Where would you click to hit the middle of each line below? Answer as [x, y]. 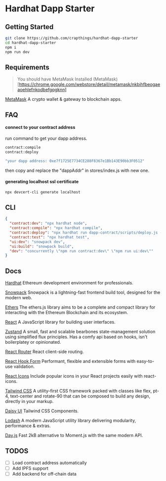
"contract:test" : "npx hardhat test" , [50, 237]
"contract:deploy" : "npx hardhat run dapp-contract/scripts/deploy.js [84, 233]
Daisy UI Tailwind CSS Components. [42, 411]
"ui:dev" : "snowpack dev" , [37, 242]
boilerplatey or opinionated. [33, 342]
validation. [24, 366]
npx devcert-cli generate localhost [43, 192]
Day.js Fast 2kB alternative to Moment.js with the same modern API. [74, 436]
